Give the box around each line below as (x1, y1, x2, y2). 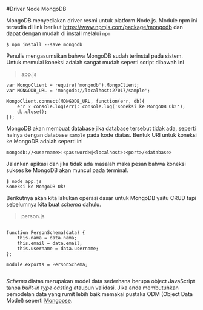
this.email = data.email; (17, 240, 83, 246)
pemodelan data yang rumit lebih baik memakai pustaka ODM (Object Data (6, 291, 193, 297)
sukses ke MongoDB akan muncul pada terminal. (6, 167, 128, 174)
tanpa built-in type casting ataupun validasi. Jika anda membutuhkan (6, 284, 179, 291)
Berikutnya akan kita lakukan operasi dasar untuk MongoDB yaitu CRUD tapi (6, 195, 196, 201)
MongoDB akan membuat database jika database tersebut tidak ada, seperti (6, 125, 196, 132)
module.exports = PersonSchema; (6, 261, 88, 267)
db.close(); (17, 109, 47, 115)
